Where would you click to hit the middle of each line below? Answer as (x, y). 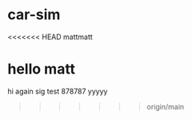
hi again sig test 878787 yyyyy (58, 91)
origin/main (166, 106)
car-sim (34, 15)
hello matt (42, 69)
